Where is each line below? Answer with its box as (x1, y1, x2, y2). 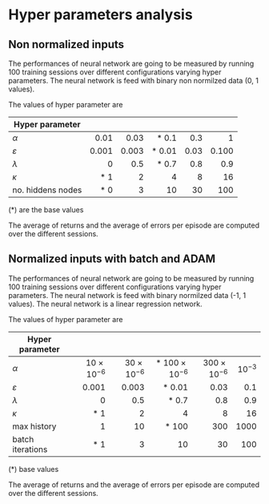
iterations (12, 444, 48, 455)
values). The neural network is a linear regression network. (8, 299, 203, 308)
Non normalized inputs (8, 38, 125, 51)
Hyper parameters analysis (8, 6, 194, 24)
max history (12, 421, 57, 432)
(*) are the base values (8, 205, 84, 214)
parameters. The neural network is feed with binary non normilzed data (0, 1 (8, 76, 259, 85)
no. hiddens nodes (12, 184, 82, 196)
